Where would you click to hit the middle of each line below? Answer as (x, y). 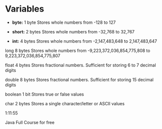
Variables (25, 9)
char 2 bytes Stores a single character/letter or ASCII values (65, 103)
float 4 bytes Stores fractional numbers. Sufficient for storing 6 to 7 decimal (81, 65)
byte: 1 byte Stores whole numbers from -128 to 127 (64, 22)
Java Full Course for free (30, 122)
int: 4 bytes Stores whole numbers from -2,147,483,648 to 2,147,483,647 (85, 41)
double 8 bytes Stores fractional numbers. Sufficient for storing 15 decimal (79, 80)
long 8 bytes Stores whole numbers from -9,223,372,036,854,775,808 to (78, 50)
